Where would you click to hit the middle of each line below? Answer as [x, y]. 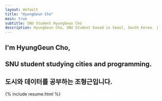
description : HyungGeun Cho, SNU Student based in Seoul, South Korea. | [82, 28]
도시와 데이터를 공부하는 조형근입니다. [59, 82]
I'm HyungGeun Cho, [38, 48]
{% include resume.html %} [33, 94]
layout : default [22, 10]
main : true [16, 19]
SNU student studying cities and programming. [79, 64]
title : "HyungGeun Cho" [29, 14]
